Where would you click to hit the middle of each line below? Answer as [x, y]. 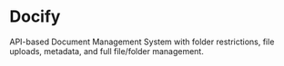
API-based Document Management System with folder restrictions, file [142, 42]
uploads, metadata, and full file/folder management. [107, 51]
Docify [35, 17]
